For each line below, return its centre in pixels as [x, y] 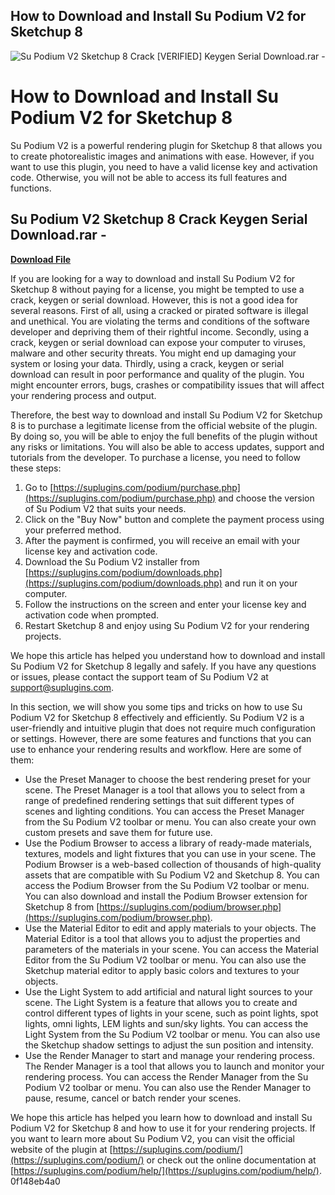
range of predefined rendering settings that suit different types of [159, 800]
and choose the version [266, 498]
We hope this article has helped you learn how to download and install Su [161, 1117]
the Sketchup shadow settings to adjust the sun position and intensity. [169, 1045]
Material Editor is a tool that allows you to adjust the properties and [162, 938]
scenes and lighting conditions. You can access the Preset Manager [164, 811]
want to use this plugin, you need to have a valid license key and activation [164, 166]
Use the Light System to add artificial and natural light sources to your [168, 991]
